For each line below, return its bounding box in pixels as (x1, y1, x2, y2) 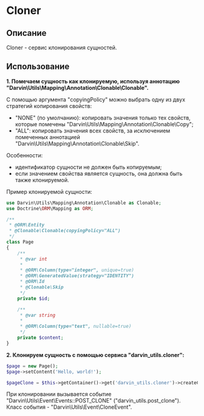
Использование (6, 61, 70, 72)
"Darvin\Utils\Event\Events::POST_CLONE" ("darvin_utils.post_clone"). (6, 397, 181, 404)
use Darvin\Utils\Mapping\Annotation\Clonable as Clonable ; (6, 200, 162, 206)
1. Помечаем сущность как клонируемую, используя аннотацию (6, 77, 180, 85)
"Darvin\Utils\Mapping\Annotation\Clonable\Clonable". (6, 84, 149, 91)
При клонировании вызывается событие (6, 390, 112, 398)
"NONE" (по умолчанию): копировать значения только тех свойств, (15, 114, 191, 121)
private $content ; (17, 335, 64, 341)
